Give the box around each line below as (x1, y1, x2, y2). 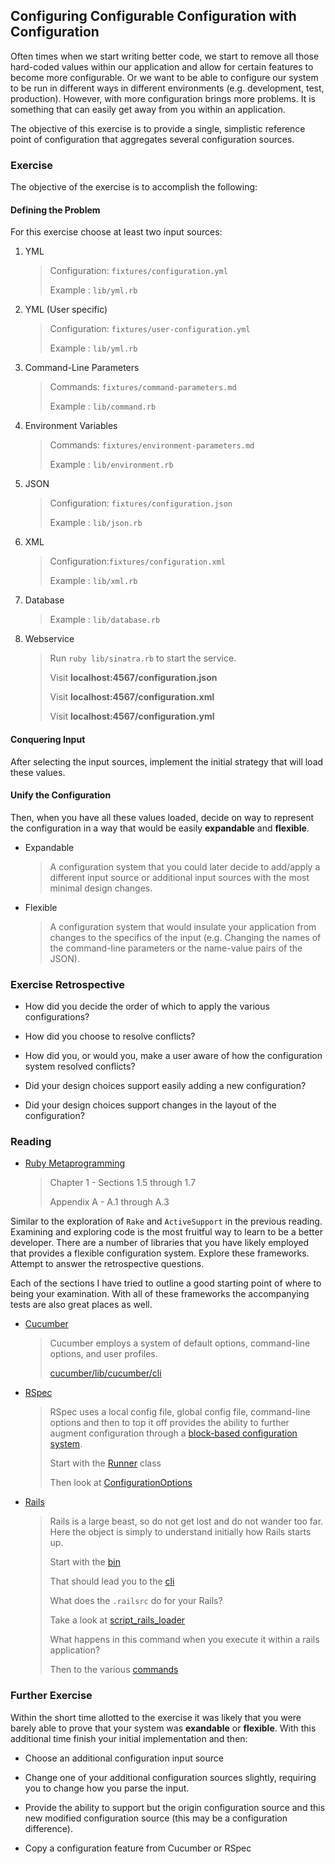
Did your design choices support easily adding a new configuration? (24, 1080, 307, 1092)
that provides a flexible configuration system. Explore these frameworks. (10, 1247, 310, 1259)
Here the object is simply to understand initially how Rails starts (49, 1526, 312, 1538)
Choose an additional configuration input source (24, 1752, 224, 1764)
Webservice (24, 633, 75, 645)
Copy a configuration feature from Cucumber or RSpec (24, 1842, 252, 1854)
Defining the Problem (10, 204, 101, 216)
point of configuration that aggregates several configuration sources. (10, 133, 295, 145)
